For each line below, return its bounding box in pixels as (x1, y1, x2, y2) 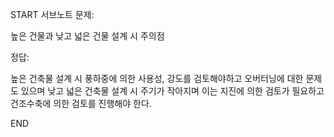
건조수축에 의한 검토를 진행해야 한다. (10, 98, 152, 109)
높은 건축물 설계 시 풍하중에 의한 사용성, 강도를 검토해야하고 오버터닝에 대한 (10, 73, 304, 84)
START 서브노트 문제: (10, 9, 95, 20)
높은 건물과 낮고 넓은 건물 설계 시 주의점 (10, 30, 165, 42)
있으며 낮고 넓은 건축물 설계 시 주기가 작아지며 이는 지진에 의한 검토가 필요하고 (20, 85, 325, 97)
